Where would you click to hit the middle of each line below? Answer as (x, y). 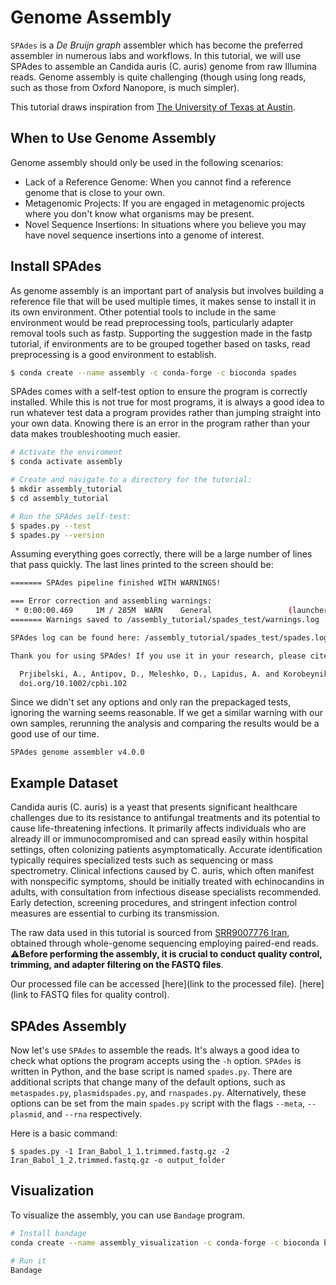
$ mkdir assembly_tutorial (66, 489)
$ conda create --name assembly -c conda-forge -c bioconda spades (154, 372)
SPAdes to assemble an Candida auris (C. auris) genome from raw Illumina (163, 66)
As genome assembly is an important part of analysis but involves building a (167, 290)
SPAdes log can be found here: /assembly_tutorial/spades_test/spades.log (169, 637)
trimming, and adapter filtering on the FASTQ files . (117, 965)
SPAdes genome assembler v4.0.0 (77, 752)
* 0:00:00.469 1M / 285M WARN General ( (153, 611)
